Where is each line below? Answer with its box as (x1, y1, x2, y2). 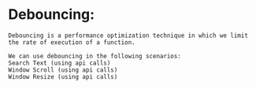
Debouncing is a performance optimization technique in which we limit (8, 32, 248, 39)
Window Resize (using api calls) (8, 72, 118, 80)
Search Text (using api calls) (8, 59, 111, 67)
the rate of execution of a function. (8, 38, 135, 46)
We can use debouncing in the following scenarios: (8, 52, 181, 60)
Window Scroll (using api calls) (8, 65, 118, 74)
